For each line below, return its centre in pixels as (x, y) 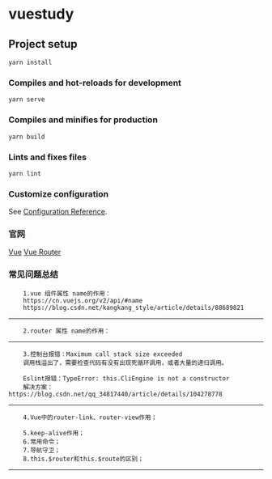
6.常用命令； (42, 442)
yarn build (27, 137)
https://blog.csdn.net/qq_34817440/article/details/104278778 (115, 394)
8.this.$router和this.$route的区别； (83, 459)
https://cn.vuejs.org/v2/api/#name (83, 300)
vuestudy (41, 14)
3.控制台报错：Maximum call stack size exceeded (103, 354)
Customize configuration (59, 193)
